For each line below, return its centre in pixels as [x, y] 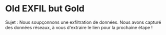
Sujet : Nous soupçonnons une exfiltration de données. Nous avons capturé [83, 22]
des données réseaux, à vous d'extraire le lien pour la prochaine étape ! [79, 27]
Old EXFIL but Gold [45, 9]
